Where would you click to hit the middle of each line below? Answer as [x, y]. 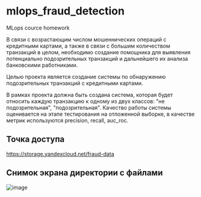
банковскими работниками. [42, 65]
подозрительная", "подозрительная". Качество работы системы [89, 107]
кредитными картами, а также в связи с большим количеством [88, 46]
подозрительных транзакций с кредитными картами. [75, 83]
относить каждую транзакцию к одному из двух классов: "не [85, 101]
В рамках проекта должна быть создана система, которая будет [90, 95]
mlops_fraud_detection [66, 11]
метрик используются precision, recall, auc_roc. [67, 120]
